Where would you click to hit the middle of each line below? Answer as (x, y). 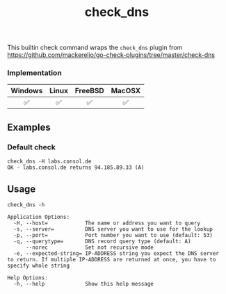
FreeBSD (89, 91)
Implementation (35, 73)
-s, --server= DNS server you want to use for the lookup (113, 229)
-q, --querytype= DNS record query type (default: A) (102, 241)
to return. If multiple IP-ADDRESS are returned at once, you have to (112, 259)
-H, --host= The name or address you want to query (107, 223)
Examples (29, 127)
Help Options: (28, 278)
